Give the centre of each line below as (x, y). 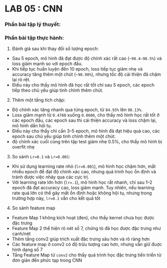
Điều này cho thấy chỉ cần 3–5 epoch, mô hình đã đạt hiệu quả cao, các (86, 131)
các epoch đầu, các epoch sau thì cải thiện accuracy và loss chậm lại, (84, 120)
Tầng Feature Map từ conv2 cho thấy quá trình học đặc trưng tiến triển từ (87, 255)
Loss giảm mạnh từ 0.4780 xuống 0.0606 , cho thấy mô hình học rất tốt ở (86, 115)
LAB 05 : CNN (34, 9)
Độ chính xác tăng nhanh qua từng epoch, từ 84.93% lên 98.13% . (77, 110)
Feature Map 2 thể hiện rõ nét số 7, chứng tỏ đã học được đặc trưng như (86, 228)
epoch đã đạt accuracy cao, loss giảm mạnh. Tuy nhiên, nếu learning (83, 188)
